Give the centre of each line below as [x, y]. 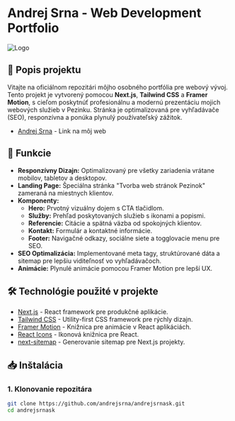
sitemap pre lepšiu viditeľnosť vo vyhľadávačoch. [89, 261]
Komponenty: [38, 201]
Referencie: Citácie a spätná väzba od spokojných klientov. [115, 223]
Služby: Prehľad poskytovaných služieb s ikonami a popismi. [117, 215]
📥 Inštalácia [35, 365]
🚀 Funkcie [29, 153]
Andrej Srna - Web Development [104, 13]
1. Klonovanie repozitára [50, 389]
